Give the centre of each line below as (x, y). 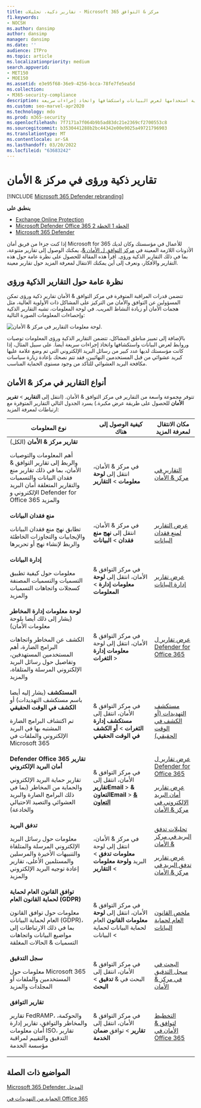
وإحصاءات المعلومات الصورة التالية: (46, 315)
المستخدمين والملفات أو (40, 979)
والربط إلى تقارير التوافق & (44, 463)
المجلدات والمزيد (31, 987)
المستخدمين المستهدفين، (41, 654)
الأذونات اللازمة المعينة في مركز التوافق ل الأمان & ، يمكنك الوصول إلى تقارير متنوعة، (100, 250)
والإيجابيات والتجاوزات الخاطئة (47, 537)
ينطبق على (19, 208)
